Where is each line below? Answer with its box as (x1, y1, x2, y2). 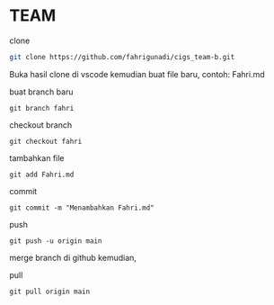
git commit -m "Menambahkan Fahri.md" (9, 203, 155, 212)
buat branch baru (9, 86, 74, 97)
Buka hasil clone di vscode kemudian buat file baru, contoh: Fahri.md (9, 68, 265, 79)
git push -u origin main (9, 236, 102, 246)
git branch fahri (9, 103, 75, 112)
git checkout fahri (9, 137, 83, 146)
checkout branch (9, 119, 73, 130)
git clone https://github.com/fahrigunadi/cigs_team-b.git (9, 52, 235, 61)
